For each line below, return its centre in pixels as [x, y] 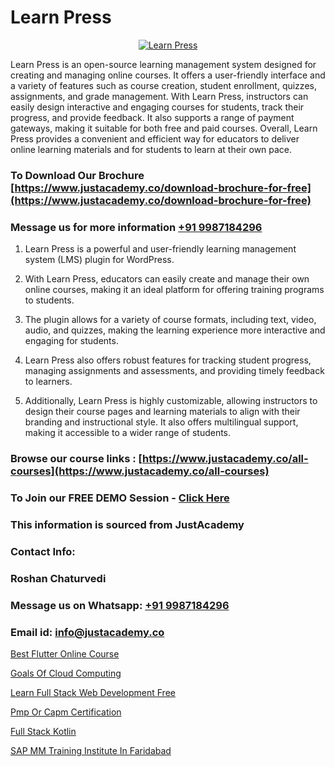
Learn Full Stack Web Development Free [93, 692]
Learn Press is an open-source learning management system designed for [163, 64]
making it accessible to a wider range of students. [128, 433]
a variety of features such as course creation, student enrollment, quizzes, [163, 85]
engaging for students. [71, 341]
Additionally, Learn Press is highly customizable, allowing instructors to [171, 401]
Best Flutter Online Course [65, 653]
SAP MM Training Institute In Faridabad [91, 750]
